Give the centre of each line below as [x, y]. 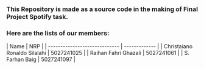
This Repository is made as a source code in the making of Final [102, 9]
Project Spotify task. [37, 16]
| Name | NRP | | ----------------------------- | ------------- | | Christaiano [100, 46]
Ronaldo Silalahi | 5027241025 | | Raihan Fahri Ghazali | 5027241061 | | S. [98, 53]
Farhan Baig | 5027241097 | [41, 59]
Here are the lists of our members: [58, 33]
